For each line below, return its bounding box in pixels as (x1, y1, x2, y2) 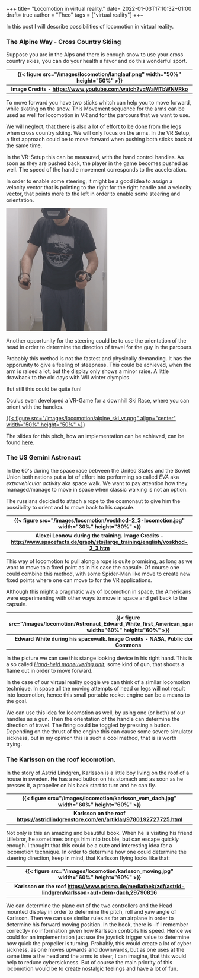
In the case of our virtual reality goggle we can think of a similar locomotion (6, 679, 191, 686)
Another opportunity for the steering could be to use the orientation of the (6, 337, 187, 344)
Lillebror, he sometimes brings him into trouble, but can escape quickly (6, 835, 179, 843)
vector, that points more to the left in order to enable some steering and (6, 190, 181, 197)
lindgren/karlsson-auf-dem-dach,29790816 (41, 889, 158, 896)
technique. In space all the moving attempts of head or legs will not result (6, 685, 185, 692)
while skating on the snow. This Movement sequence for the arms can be (6, 105, 185, 112)
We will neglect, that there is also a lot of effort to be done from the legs (6, 123, 182, 130)
